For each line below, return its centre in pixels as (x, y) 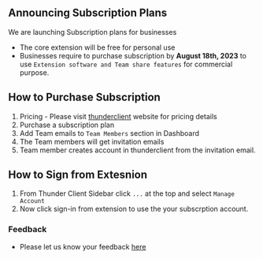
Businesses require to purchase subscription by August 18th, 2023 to (133, 55)
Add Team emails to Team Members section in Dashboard (109, 133)
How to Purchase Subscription (85, 98)
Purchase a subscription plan (67, 125)
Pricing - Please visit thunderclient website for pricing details (119, 116)
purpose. (34, 72)
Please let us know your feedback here (83, 246)
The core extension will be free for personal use (97, 47)
